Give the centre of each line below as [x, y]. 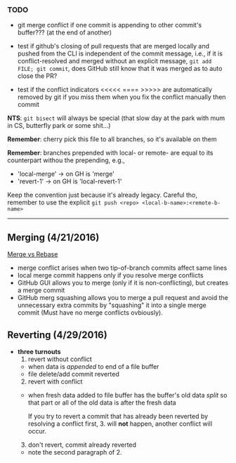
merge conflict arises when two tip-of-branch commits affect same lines [122, 268]
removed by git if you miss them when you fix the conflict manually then [122, 97]
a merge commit [41, 290]
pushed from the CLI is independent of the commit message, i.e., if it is [120, 53]
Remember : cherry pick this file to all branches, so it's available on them [112, 139]
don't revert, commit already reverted [82, 445]
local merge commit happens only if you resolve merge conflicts [110, 275]
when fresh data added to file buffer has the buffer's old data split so [127, 395]
